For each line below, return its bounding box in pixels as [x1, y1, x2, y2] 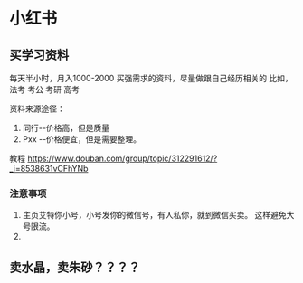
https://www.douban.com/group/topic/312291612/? [26, 153, 218, 164]
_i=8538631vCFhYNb [9, 164, 89, 174]
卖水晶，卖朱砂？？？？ [9, 259, 140, 275]
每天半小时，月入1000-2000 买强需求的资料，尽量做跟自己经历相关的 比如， [9, 73, 294, 83]
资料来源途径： [9, 103, 65, 114]
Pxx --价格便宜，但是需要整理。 [22, 134, 142, 145]
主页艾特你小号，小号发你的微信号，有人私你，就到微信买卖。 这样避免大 [22, 210, 295, 221]
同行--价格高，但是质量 [22, 123, 110, 133]
